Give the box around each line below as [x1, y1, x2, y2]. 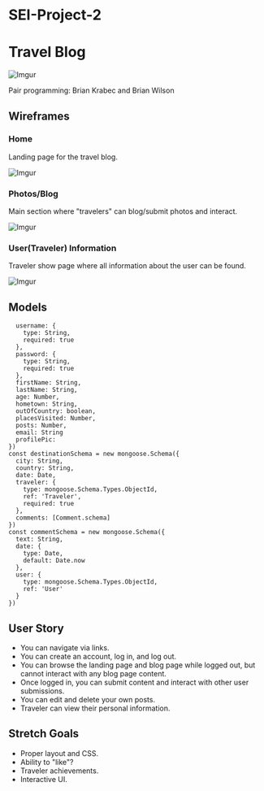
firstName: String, [15, 379, 82, 387]
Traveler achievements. [19, 766, 99, 776]
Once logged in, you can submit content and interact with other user [19, 677, 249, 688]
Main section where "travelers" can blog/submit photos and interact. [8, 206, 238, 216]
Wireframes [8, 109, 71, 123]
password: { [15, 350, 57, 359]
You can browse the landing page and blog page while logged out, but [19, 660, 256, 670]
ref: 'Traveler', [23, 493, 82, 501]
